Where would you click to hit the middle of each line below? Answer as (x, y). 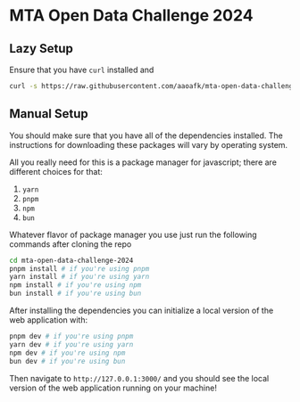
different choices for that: (56, 171)
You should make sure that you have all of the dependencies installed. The (146, 135)
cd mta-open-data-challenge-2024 (71, 260)
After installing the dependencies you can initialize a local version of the (142, 311)
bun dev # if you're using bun (67, 361)
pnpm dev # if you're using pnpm (71, 336)
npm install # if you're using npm (75, 285)
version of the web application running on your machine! (113, 388)
